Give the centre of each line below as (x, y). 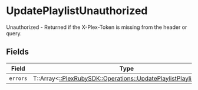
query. (14, 33)
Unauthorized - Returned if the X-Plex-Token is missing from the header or (97, 27)
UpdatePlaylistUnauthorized (77, 11)
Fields (18, 52)
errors (18, 78)
